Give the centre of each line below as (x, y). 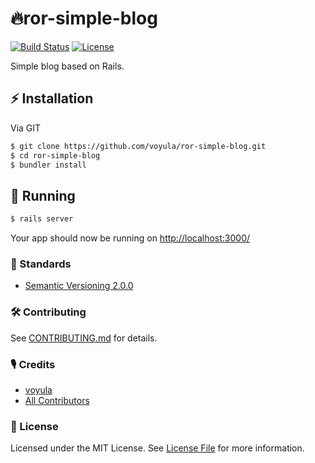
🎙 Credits (33, 364)
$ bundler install (48, 165)
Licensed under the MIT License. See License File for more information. (157, 448)
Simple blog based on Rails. (67, 66)
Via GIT (26, 128)
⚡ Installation (52, 98)
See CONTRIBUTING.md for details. (84, 338)
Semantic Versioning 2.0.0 (79, 286)
